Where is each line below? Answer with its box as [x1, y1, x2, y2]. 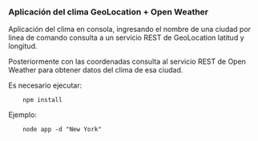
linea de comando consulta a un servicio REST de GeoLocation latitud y [8, 33, 244, 42]
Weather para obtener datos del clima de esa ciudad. [8, 65, 183, 75]
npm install [22, 96, 62, 104]
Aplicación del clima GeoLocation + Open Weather [8, 6, 209, 18]
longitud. [8, 41, 38, 51]
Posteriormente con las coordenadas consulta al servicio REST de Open [8, 57, 247, 66]
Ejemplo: [8, 110, 38, 119]
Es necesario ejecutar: [8, 80, 83, 90]
